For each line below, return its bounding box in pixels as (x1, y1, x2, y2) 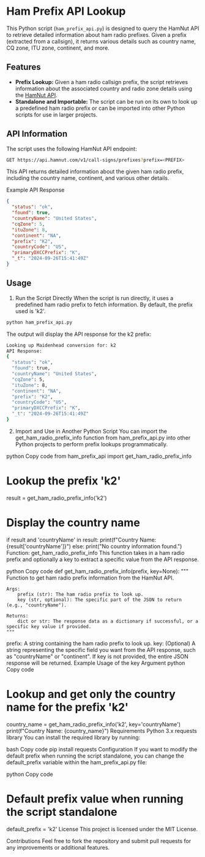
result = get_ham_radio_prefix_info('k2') (6, 494, 107, 502)
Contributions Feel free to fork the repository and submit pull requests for (6, 837, 192, 845)
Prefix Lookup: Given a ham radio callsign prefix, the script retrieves (15, 78, 188, 85)
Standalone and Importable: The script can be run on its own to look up (15, 98, 198, 105)
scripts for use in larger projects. (15, 111, 98, 118)
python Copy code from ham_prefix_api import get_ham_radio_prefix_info (6, 452, 192, 460)
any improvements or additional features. (6, 843, 110, 851)
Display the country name (6, 516, 141, 529)
